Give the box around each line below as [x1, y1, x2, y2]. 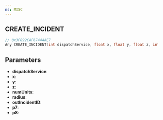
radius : [12, 94, 27, 100]
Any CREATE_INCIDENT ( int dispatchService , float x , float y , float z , [5, 42, 151, 47]
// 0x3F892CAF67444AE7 [5, 38, 51, 43]
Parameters [5, 56, 41, 64]
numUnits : [12, 89, 34, 95]
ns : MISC [5, 7, 23, 12]
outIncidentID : [12, 100, 42, 105]
